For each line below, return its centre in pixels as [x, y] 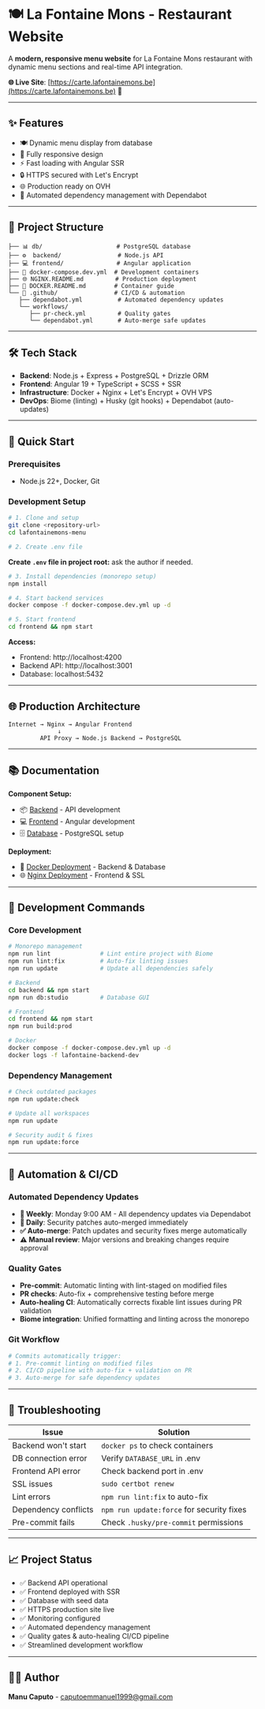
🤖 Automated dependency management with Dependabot [113, 195]
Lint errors [32, 1497]
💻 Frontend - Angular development [77, 821]
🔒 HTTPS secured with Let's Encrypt [79, 174]
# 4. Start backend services [56, 598]
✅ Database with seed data [64, 1600]
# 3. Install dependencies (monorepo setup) [82, 576]
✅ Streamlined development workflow [81, 1644]
